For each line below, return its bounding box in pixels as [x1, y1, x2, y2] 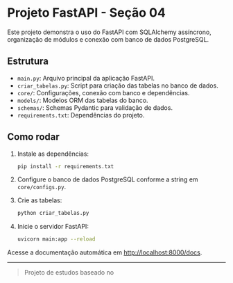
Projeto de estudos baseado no [24, 268, 114, 277]
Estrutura [7, 56, 49, 67]
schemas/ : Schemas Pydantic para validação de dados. [17, 103, 173, 112]
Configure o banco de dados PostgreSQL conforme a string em [17, 175, 199, 184]
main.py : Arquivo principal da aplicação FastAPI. [17, 74, 155, 82]
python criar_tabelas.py [17, 210, 89, 217]
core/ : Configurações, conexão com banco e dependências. [17, 88, 190, 97]
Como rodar [7, 131, 60, 143]
